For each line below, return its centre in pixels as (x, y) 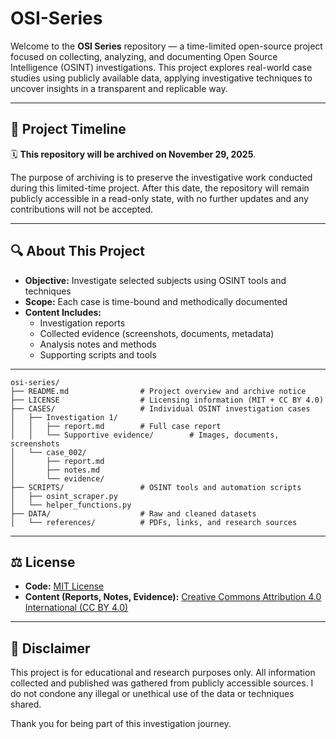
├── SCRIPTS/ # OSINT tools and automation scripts (156, 487)
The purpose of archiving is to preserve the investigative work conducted (161, 177)
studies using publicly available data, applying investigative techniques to (161, 78)
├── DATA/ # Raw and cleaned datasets (133, 513)
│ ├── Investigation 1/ (64, 417)
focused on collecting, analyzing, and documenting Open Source (144, 56)
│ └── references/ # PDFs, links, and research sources (154, 522)
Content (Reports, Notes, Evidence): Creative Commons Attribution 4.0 (173, 597)
